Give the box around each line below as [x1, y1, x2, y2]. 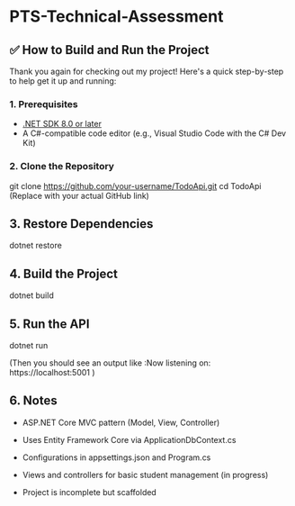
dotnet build [9, 290, 54, 301]
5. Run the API [9, 316, 90, 331]
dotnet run [9, 340, 49, 351]
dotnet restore [9, 240, 63, 251]
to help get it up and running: [9, 76, 117, 86]
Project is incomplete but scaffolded [22, 486, 157, 497]
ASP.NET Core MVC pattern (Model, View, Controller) [22, 417, 220, 428]
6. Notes [9, 393, 58, 409]
